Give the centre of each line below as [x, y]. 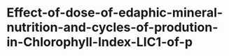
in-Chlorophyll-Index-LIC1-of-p [100, 42]
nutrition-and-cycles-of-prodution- [112, 27]
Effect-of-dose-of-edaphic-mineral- [115, 13]
